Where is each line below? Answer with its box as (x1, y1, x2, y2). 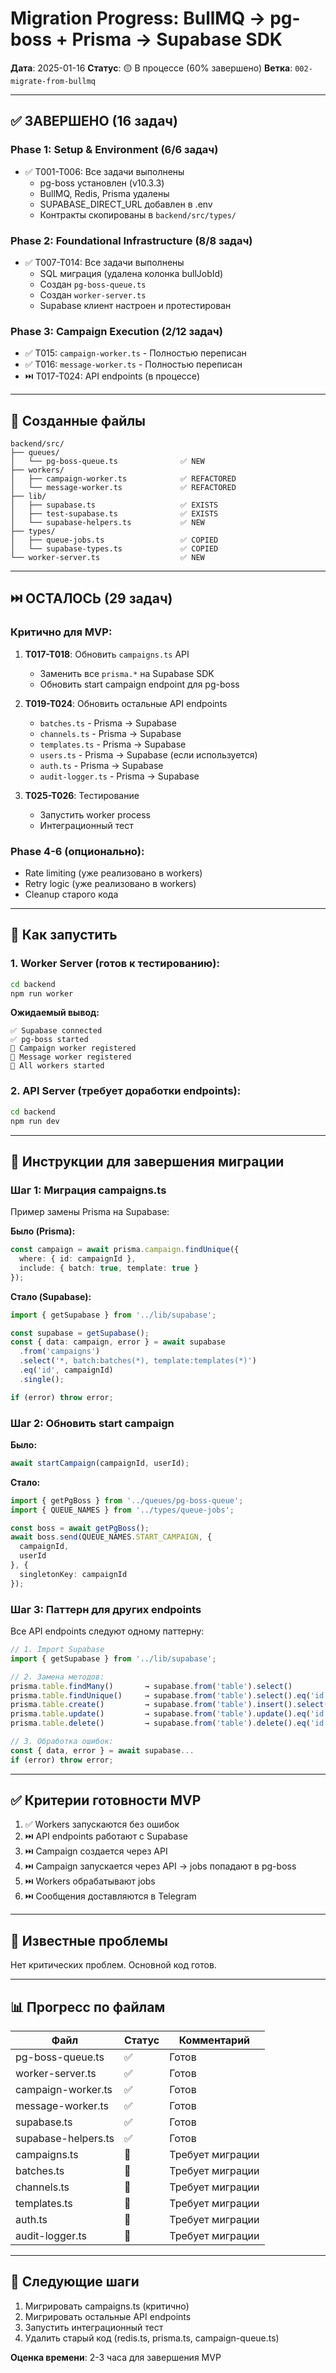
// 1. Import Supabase (10, 1645, 105, 1655)
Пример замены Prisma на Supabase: (10, 1206, 170, 1218)
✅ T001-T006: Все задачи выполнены (24, 165, 185, 177)
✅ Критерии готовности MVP (10, 1792, 202, 1809)
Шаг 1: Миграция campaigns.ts (10, 1183, 167, 1197)
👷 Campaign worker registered (10, 1043, 137, 1054)
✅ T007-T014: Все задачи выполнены (24, 256, 185, 268)
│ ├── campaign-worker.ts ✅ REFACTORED (10, 474, 237, 484)
